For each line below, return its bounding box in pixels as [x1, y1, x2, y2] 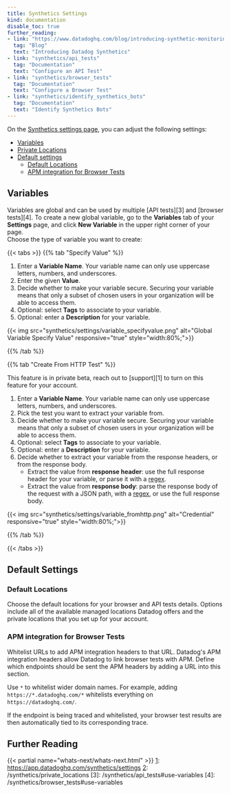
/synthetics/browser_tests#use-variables [7, 779, 124, 787]
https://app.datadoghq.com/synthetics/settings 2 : [7, 763, 148, 772]
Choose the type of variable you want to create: [7, 235, 142, 243]
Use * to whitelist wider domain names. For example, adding [7, 683, 177, 691]
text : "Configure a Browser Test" [13, 87, 112, 94]
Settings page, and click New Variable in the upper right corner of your [7, 220, 210, 229]
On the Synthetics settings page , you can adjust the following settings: [7, 125, 208, 133]
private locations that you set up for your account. [7, 615, 149, 623]
